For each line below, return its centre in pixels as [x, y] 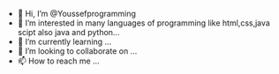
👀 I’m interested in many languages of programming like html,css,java [144, 23]
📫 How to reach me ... [58, 61]
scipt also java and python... [68, 32]
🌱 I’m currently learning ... [64, 41]
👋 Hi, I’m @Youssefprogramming [77, 14]
